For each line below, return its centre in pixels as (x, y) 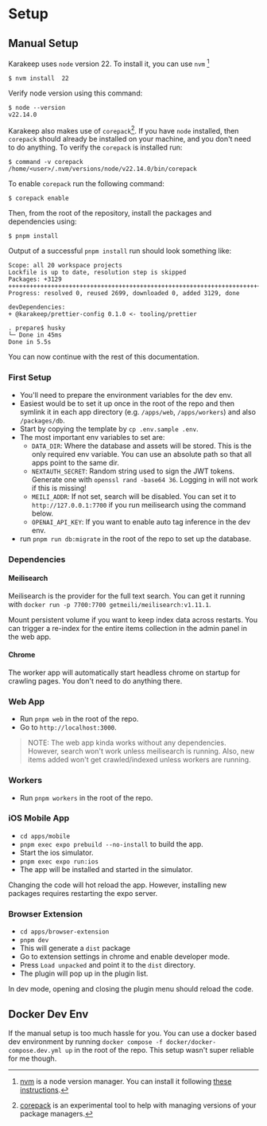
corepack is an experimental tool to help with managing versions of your (138, 1105)
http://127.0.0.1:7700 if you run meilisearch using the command (139, 505)
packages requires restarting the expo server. (83, 893)
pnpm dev (34, 941)
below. (43, 513)
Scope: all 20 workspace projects (66, 266)
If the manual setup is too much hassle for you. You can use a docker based (132, 1033)
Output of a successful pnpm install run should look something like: (120, 251)
